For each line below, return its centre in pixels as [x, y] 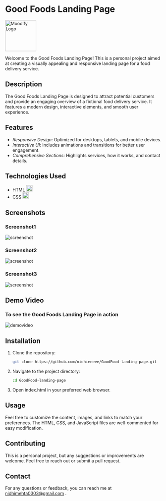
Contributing [25, 444]
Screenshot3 [21, 274]
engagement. [26, 150]
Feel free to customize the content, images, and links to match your [74, 417]
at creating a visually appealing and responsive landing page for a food [78, 63]
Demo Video [25, 301]
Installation [23, 341]
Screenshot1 [21, 226]
